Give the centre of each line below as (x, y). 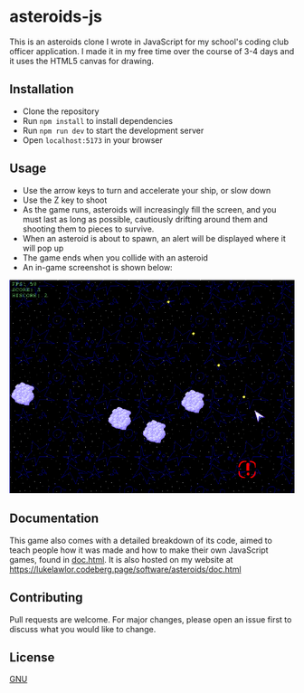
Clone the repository (61, 111)
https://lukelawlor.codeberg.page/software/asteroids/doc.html (125, 569)
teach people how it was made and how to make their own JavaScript (139, 550)
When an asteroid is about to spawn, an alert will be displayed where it (154, 238)
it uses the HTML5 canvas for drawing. (82, 61)
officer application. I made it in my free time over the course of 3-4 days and (152, 51)
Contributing (46, 598)
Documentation (54, 519)
